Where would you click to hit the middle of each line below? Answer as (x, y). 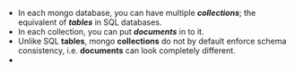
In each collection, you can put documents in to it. (111, 32)
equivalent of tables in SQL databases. (90, 22)
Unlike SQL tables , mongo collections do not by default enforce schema (152, 41)
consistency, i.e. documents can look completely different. (126, 51)
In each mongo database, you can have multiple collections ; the (137, 13)
